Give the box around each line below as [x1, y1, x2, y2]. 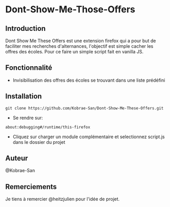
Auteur [5, 154, 28, 163]
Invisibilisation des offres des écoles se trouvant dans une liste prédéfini [12, 77, 165, 83]
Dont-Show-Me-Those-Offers [5, 4, 136, 15]
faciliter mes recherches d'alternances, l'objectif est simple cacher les [5, 43, 154, 49]
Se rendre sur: [12, 115, 44, 121]
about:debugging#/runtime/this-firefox [5, 124, 91, 129]
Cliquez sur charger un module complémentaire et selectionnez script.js [12, 134, 165, 140]
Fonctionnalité [5, 63, 53, 72]
